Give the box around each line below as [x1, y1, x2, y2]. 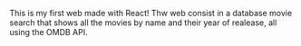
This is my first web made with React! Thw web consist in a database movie [9, 8, 293, 18]
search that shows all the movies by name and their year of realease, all [9, 17, 277, 28]
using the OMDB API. [9, 27, 88, 37]
